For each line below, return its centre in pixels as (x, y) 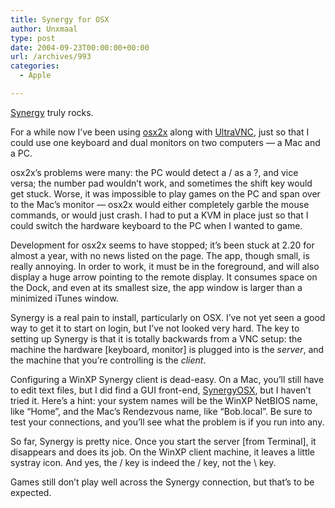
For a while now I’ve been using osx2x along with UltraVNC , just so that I (160, 132)
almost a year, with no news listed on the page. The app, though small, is (160, 255)
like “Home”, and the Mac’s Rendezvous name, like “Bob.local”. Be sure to (161, 411)
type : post (33, 38)
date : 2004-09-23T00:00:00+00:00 (80, 47)
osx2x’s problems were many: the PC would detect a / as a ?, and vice (154, 172)
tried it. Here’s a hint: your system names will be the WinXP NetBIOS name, (164, 400)
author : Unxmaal (44, 29)
